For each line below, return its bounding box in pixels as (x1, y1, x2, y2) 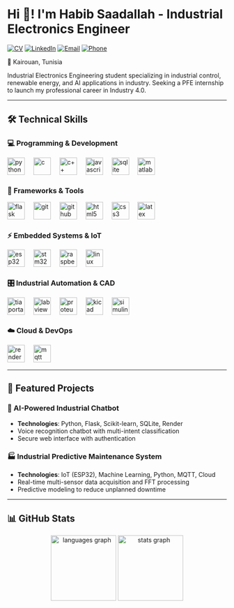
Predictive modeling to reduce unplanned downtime (17, 485, 166, 494)
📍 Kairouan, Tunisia (7, 57, 63, 66)
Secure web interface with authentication (17, 434, 136, 442)
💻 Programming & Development (7, 139, 118, 149)
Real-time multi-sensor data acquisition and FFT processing (17, 478, 189, 486)
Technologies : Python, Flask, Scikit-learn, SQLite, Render (17, 419, 183, 427)
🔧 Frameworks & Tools (7, 185, 84, 195)
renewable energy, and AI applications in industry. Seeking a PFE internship (7, 78, 224, 86)
